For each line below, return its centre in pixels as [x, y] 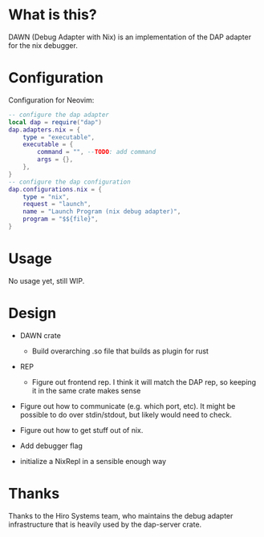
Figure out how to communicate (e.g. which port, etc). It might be [128, 406]
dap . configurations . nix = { [55, 189]
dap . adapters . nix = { [45, 130]
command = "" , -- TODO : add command [97, 152]
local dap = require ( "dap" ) [55, 122]
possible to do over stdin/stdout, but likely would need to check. [126, 414]
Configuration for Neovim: [51, 100]
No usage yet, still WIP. [47, 281]
